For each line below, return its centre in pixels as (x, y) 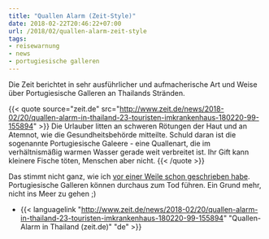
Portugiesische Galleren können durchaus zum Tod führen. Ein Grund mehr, (135, 185)
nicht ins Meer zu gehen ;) (52, 193)
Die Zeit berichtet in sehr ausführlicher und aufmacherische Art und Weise (133, 84)
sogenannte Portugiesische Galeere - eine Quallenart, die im (110, 143)
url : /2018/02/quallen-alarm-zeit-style (78, 31)
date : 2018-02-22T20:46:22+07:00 (65, 24)
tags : (17, 39)
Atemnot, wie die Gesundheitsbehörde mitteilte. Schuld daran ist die (122, 134)
